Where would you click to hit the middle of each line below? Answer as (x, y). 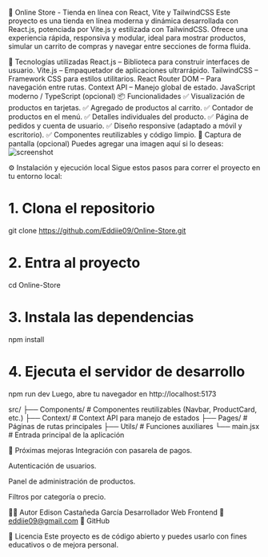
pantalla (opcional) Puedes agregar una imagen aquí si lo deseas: (116, 143)
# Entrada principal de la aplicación (66, 435)
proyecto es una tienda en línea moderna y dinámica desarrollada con (123, 21)
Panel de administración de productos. (72, 481)
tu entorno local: (35, 176)
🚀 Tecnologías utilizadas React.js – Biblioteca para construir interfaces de (129, 62)
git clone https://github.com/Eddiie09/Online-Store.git (97, 230)
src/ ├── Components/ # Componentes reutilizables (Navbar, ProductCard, (133, 409)
